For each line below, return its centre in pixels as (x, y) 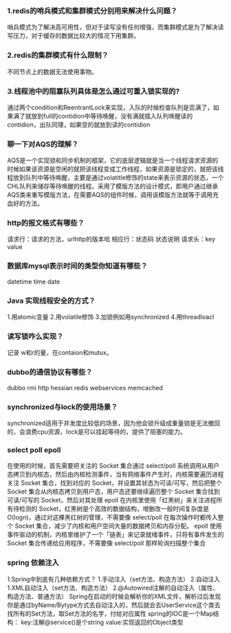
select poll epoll (34, 450)
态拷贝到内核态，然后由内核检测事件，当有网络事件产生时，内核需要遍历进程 (115, 474)
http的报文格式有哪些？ (46, 223)
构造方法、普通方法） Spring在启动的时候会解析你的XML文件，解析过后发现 (114, 596)
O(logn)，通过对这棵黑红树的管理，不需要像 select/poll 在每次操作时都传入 (112, 517)
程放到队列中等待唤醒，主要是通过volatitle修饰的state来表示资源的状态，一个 (115, 178)
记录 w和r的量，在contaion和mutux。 (60, 353)
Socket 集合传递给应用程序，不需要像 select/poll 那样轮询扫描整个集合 (107, 543)
